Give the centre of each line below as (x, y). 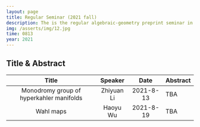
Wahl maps (51, 111)
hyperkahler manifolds (51, 98)
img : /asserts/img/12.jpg (38, 28)
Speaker (112, 80)
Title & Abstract (36, 63)
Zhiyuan (112, 90)
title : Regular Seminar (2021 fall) (51, 17)
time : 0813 (20, 34)
